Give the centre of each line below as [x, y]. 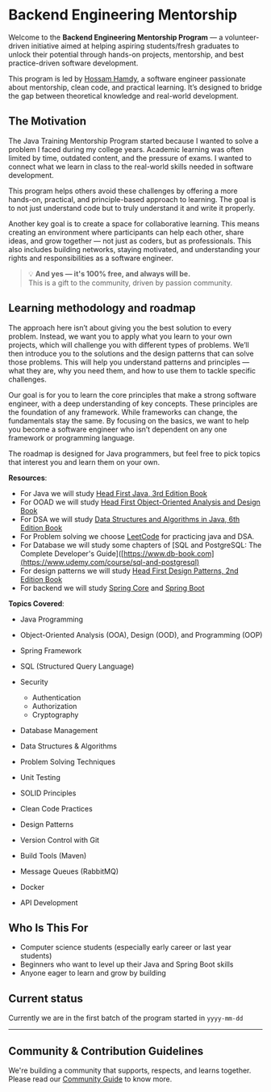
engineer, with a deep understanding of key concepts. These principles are [133, 403]
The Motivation [48, 122]
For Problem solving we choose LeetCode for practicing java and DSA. [137, 536]
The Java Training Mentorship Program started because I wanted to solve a [133, 141]
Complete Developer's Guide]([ [72, 553]
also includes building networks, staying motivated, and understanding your [134, 249]
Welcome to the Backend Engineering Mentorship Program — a [116, 37]
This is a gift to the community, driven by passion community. [130, 282]
